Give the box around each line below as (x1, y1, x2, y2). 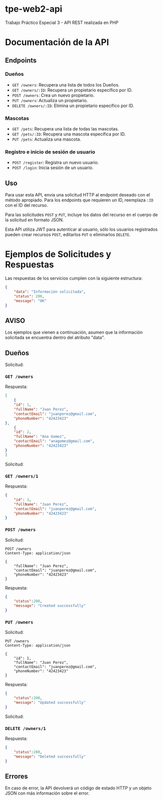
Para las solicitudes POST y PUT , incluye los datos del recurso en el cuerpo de (5, 212, 158, 218)
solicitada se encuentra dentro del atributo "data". (5, 335, 105, 341)
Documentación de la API (5, 37, 109, 48)
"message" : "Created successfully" (14, 604, 86, 608)
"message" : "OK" (14, 298, 47, 303)
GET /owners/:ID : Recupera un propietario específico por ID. (12, 87, 133, 93)
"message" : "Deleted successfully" (14, 754, 86, 759)
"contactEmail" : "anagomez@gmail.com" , (14, 439, 95, 444)
